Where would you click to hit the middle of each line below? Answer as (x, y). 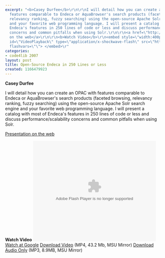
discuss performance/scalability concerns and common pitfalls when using (81, 119)
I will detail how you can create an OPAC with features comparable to (75, 93)
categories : (17, 51)
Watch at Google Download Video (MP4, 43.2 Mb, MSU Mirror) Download (79, 245)
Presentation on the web (30, 134)
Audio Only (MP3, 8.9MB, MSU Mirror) (44, 250)
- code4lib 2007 (22, 55)
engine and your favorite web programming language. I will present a (75, 109)
